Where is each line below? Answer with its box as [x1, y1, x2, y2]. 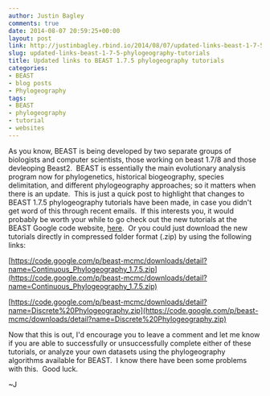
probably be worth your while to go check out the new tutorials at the [8, 214, 238, 224]
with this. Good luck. [8, 364, 79, 373]
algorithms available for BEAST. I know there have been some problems [8, 355, 247, 365]
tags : [8, 94, 27, 102]
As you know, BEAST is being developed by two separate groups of [8, 146, 231, 155]
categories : [8, 64, 48, 72]
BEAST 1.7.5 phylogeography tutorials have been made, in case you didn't [8, 197, 252, 207]
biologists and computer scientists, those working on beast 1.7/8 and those [8, 155, 257, 164]
